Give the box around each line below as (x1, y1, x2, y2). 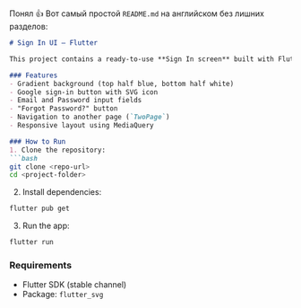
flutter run (9, 238, 54, 247)
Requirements (9, 259, 73, 271)
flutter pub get (9, 204, 70, 214)
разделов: (9, 22, 48, 31)
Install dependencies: (21, 187, 102, 198)
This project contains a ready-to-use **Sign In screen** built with (9, 54, 275, 64)
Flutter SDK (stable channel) (21, 279, 127, 290)
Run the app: (21, 220, 70, 232)
